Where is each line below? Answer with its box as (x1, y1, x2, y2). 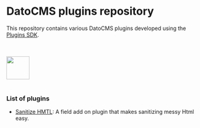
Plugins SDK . (6, 31, 39, 38)
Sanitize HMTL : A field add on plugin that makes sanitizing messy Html (15, 108, 194, 116)
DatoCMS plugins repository (6, 4, 155, 18)
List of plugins (6, 94, 50, 102)
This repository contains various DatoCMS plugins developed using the (6, 24, 187, 32)
